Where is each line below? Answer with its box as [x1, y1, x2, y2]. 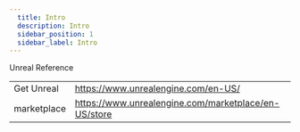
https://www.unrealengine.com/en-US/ [74, 82, 241, 95]
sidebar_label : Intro [17, 37, 98, 47]
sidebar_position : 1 [17, 29, 94, 38]
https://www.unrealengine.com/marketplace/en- [74, 97, 280, 110]
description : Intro [17, 21, 90, 30]
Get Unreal [13, 82, 60, 95]
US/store [74, 108, 112, 120]
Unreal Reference [9, 62, 74, 73]
